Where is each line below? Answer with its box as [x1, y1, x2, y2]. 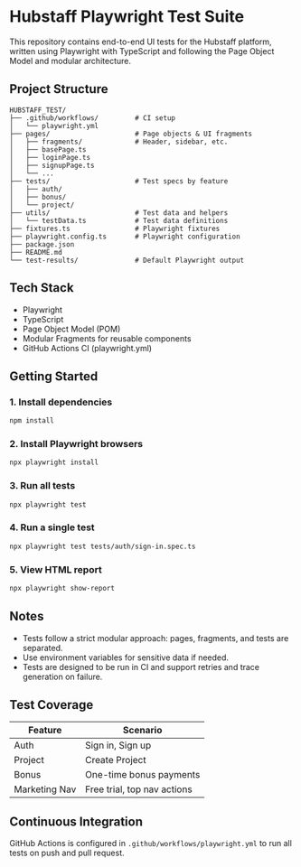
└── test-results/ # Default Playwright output [9, 256, 245, 265]
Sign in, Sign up [84, 739, 152, 751]
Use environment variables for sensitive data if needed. [22, 652, 229, 663]
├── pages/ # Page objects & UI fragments [9, 129, 253, 138]
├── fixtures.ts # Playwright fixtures [9, 224, 221, 233]
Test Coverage [9, 697, 94, 713]
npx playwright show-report [9, 583, 116, 592]
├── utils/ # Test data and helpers [9, 208, 229, 218]
